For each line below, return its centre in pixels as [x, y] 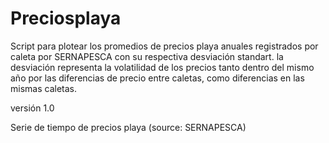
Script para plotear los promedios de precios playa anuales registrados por [164, 46]
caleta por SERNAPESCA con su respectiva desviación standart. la [147, 56]
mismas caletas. [43, 88]
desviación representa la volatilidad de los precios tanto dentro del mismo [162, 67]
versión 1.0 [32, 108]
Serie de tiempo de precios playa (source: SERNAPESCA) [128, 127]
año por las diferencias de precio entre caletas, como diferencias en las [157, 78]
